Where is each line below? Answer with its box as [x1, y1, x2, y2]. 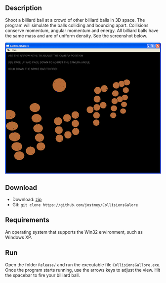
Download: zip [12, 196, 42, 202]
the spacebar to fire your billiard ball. [5, 272, 80, 278]
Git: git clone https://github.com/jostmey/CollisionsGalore [12, 202, 138, 208]
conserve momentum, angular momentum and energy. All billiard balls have [5, 27, 159, 34]
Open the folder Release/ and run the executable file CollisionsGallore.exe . [5, 261, 161, 268]
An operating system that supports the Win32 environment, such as [5, 229, 143, 235]
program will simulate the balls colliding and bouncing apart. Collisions [5, 22, 149, 28]
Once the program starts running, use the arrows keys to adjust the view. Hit [5, 267, 161, 273]
